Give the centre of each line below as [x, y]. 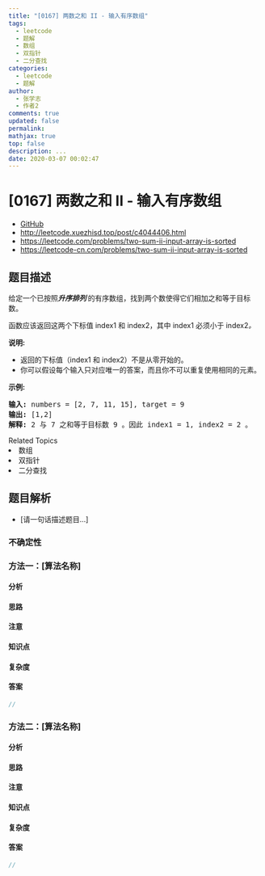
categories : [28, 69]
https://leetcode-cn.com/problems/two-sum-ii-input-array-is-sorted [134, 250]
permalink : [27, 128]
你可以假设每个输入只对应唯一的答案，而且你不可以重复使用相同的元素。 [140, 370]
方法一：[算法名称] [45, 566]
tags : [17, 23]
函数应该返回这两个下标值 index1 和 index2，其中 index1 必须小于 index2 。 [132, 325]
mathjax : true [32, 136]
